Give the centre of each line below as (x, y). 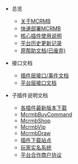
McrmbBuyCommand (46, 114)
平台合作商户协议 (41, 155)
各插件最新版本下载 (44, 108)
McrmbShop (35, 121)
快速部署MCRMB (41, 29)
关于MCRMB (35, 21)
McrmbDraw (35, 133)
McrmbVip (33, 127)
